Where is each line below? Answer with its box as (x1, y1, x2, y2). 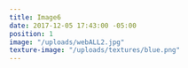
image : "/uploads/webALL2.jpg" (9, 37, 125, 47)
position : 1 (9, 29, 53, 38)
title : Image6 (9, 12, 62, 22)
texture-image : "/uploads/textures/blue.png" (9, 46, 180, 55)
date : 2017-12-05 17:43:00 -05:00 (9, 21, 137, 30)
